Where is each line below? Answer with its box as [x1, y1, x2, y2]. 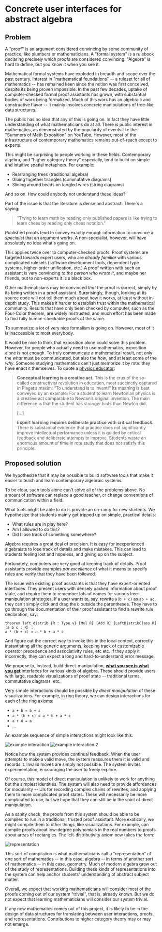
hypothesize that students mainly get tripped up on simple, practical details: [5, 512, 156, 518]
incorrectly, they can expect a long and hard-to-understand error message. [5, 653, 155, 659]
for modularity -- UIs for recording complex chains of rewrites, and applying [5, 786, 156, 792]
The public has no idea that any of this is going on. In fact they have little [5, 117, 150, 122]
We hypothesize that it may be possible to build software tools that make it [5, 472, 153, 478]
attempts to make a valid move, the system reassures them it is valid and [5, 756, 150, 762]
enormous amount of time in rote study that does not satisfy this [16, 440, 145, 446]
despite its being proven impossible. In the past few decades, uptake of [5, 86, 147, 92]
